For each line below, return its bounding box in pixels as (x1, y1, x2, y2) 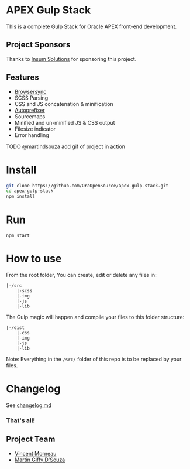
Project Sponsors (6, 40, 71, 50)
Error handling (14, 131, 49, 138)
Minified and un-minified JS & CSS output (14, 119, 115, 126)
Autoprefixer (14, 107, 45, 114)
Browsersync (14, 88, 47, 95)
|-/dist (6, 325, 25, 331)
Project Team (6, 434, 56, 444)
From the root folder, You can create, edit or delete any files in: (6, 272, 157, 278)
